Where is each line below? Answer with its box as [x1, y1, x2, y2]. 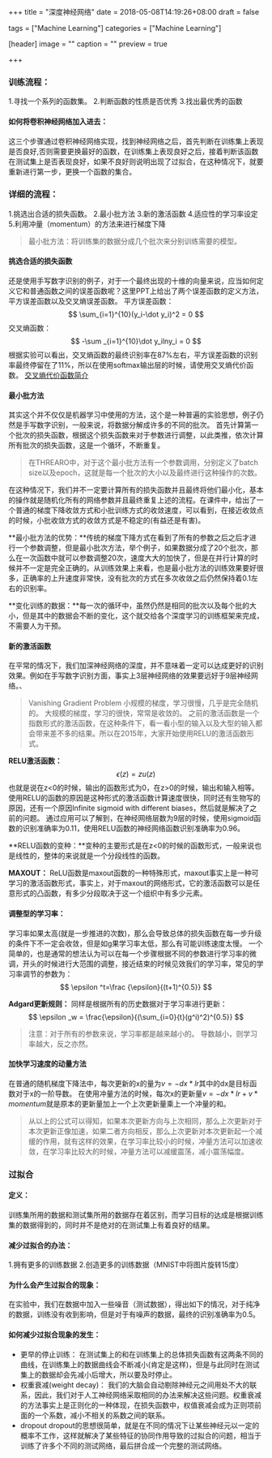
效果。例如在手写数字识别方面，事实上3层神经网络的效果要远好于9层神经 [8, 671, 252, 680]
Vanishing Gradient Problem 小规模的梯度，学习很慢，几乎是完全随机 [28, 698, 259, 708]
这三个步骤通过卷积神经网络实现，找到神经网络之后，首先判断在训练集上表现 [8, 136, 264, 146]
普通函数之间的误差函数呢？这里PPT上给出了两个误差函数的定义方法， [29, 287, 263, 295]
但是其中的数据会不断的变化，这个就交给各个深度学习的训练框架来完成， [22, 611, 264, 621]
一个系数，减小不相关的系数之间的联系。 [34, 1410, 170, 1420]
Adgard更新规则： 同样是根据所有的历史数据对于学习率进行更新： [8, 999, 228, 1008]
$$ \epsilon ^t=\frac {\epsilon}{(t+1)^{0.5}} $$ [59, 981, 213, 992]
